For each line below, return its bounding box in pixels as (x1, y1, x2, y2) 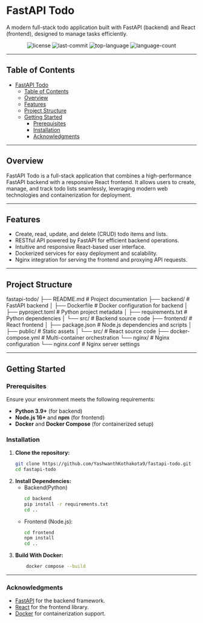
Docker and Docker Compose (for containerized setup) (14, 420, 154, 427)
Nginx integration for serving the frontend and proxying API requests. (14, 256, 188, 263)
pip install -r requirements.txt (24, 501, 109, 507)
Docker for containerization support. (14, 610, 106, 618)
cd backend (24, 495, 52, 501)
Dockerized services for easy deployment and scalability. (14, 249, 158, 257)
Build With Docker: (14, 552, 63, 559)
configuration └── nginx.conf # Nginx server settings (6, 340, 140, 348)
